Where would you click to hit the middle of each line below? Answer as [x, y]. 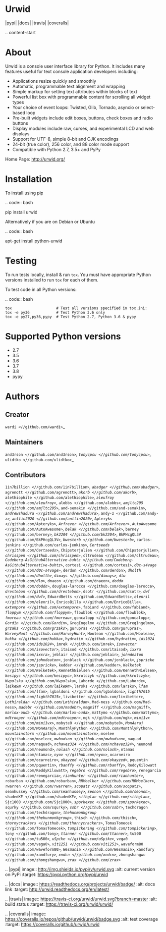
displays [21, 134]
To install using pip [24, 193]
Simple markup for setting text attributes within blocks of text [75, 91]
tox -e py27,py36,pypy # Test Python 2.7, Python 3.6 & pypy [71, 317]
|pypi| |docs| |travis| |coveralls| [37, 23]
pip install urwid [21, 212]
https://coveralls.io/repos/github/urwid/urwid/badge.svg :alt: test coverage [82, 919]
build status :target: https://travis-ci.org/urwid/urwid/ [59, 904]
